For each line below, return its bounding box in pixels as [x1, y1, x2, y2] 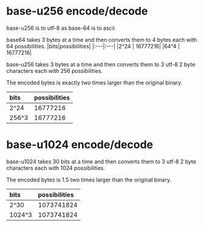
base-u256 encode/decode [6, 4, 148, 18]
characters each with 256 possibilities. [6, 67, 103, 74]
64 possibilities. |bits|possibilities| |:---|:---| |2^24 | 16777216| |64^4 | [6, 42, 181, 50]
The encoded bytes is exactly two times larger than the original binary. [6, 79, 183, 86]
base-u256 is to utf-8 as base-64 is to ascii [6, 24, 115, 32]
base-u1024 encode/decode [6, 138, 154, 152]
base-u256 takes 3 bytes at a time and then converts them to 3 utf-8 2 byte [6, 61, 196, 68]
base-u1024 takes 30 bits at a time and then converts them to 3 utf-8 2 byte [6, 158, 196, 165]
